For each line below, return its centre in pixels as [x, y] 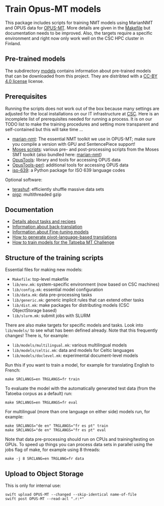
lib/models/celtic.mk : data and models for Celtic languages [73, 350]
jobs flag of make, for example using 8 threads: [53, 450]
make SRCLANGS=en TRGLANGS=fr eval [41, 403]
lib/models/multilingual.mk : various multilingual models [70, 345]
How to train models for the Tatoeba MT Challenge [63, 242]
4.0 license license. [24, 81]
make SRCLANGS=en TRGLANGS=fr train [42, 379]
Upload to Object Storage [45, 474]
